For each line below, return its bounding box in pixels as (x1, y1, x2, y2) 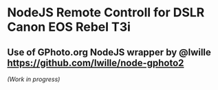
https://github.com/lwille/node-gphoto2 (7, 57, 184, 69)
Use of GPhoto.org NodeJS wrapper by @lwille (7, 46, 212, 58)
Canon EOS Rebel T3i (7, 19, 131, 35)
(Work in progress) (7, 75, 61, 83)
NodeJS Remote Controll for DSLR (7, 5, 205, 20)
